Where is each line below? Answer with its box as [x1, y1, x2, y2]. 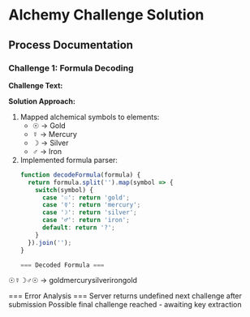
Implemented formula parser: [19, 155, 118, 165]
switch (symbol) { [35, 186, 93, 194]
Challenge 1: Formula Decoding [8, 62, 134, 74]
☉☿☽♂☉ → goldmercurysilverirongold [8, 276, 138, 285]
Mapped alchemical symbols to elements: [19, 112, 160, 122]
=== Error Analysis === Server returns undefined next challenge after [8, 291, 242, 301]
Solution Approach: [8, 96, 75, 106]
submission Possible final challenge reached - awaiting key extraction [8, 300, 242, 310]
